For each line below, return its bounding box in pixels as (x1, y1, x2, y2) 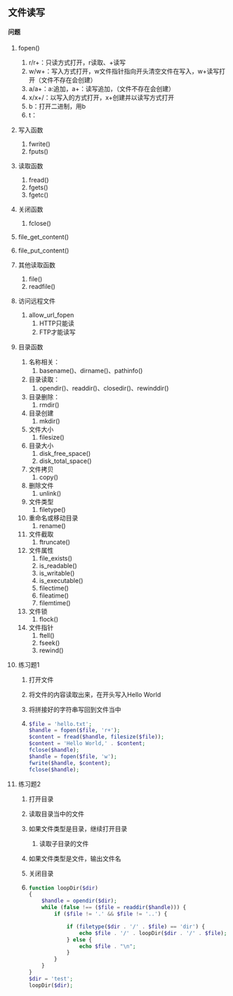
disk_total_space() (39, 457, 92, 465)
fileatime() (39, 591, 69, 600)
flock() (39, 614, 59, 623)
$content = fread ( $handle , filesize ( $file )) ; (28, 734, 164, 741)
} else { (66, 936, 92, 943)
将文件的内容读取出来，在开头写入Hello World (28, 690, 161, 699)
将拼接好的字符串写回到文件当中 (28, 705, 121, 713)
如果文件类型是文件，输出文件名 (28, 854, 121, 863)
